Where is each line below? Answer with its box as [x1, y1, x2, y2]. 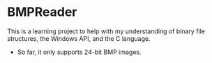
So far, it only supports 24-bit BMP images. [17, 48, 142, 56]
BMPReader [7, 4, 77, 20]
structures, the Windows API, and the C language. [7, 34, 151, 42]
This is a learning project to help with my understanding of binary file [7, 27, 206, 35]
